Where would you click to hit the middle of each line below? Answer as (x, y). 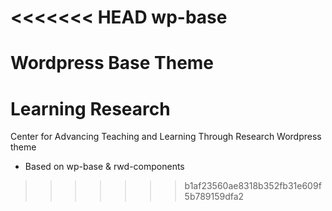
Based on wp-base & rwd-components (104, 167)
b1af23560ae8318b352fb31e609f (253, 186)
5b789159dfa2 (214, 197)
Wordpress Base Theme (112, 63)
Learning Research (90, 108)
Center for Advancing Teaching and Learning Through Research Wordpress (166, 137)
